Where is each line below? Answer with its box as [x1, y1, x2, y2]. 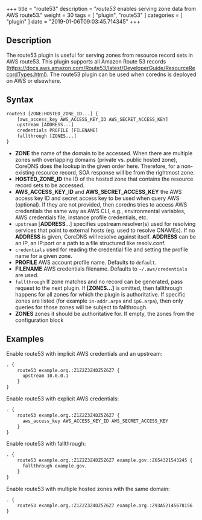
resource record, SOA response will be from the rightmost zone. [36, 169, 195, 176]
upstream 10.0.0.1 [22, 373, 69, 379]
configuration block [14, 316, 64, 324]
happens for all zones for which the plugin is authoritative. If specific [14, 290, 186, 298]
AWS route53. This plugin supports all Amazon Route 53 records [6, 57, 166, 65]
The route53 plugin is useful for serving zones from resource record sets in [6, 51, 193, 59]
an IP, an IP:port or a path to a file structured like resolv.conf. [14, 239, 166, 246]
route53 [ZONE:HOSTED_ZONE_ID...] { [6, 111, 98, 117]
